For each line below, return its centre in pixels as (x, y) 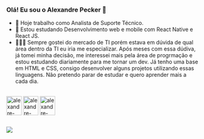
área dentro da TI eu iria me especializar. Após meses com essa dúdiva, (105, 49)
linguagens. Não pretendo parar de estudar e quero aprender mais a (101, 75)
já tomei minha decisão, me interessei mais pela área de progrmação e (104, 55)
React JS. (27, 36)
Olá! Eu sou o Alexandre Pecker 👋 (56, 10)
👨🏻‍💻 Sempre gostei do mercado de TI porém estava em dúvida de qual (104, 43)
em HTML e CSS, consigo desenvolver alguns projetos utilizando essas (104, 68)
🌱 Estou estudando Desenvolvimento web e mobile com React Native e (104, 29)
